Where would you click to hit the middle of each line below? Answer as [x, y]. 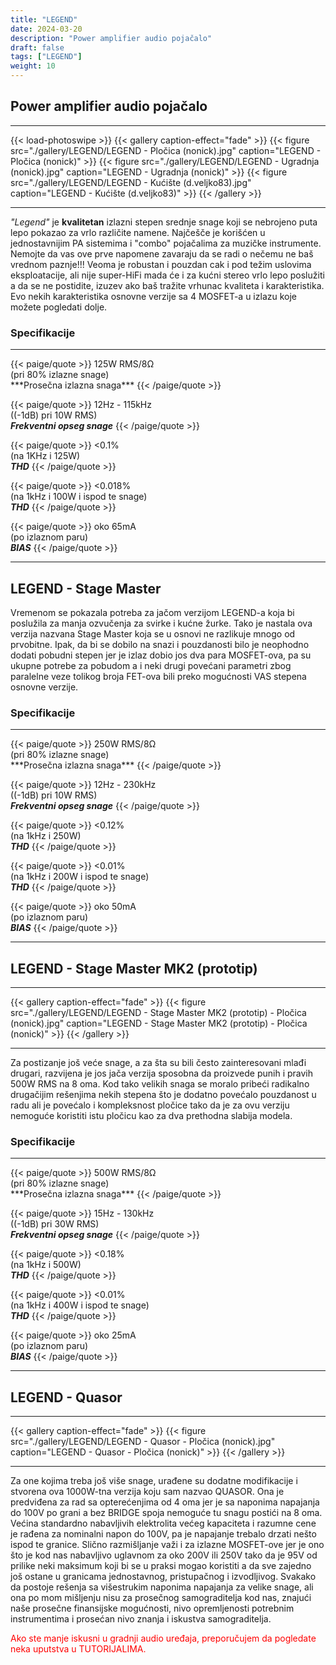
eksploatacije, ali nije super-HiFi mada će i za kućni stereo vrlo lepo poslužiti [167, 275]
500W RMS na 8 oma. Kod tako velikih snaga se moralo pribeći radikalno [160, 1084]
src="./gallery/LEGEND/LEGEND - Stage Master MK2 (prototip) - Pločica [158, 1013]
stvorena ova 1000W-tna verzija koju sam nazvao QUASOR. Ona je [147, 1492]
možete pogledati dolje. [59, 307]
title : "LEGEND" [44, 19]
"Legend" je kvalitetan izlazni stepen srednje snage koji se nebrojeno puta [164, 222]
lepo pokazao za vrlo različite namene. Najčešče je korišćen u [138, 232]
